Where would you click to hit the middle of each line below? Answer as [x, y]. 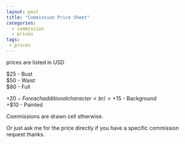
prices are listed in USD [35, 62]
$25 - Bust [20, 74]
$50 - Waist [21, 80]
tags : [13, 40]
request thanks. [26, 134]
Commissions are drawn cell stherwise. [55, 116]
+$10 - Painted [25, 104]
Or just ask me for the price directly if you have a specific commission [92, 128]
